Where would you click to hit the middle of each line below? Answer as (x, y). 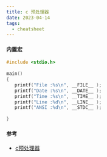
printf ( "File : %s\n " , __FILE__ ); (58, 85)
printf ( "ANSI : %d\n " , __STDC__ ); (58, 108)
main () (15, 74)
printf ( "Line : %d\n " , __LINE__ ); (58, 102)
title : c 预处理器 (28, 12)
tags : (13, 23)
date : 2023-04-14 (28, 18)
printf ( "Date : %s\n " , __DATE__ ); (58, 91)
